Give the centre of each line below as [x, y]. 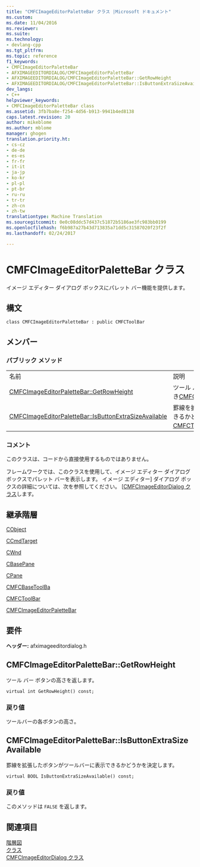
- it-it [16, 167]
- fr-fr [16, 161]
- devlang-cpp [24, 45]
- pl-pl [16, 184]
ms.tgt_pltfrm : [25, 51]
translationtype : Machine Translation [54, 217]
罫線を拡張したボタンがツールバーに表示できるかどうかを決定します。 [92, 765]
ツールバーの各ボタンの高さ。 [43, 722]
